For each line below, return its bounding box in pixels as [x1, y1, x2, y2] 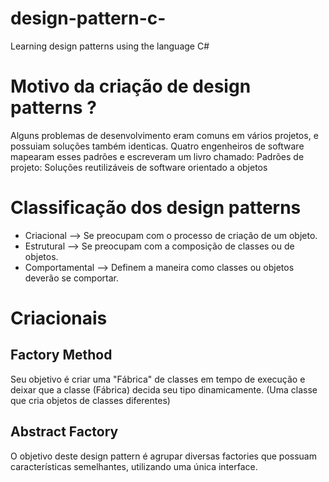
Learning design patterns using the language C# [10, 40, 210, 52]
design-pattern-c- [10, 7, 167, 30]
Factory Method [10, 347, 113, 364]
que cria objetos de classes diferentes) [10, 394, 171, 406]
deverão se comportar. [24, 272, 120, 284]
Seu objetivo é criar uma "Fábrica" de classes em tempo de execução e [10, 373, 306, 385]
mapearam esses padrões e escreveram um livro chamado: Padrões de [10, 150, 305, 162]
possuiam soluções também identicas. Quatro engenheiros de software [10, 140, 305, 152]
